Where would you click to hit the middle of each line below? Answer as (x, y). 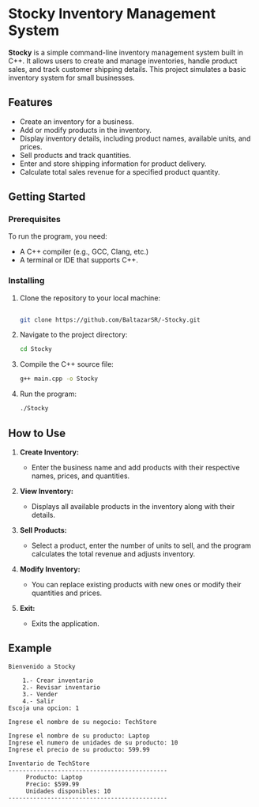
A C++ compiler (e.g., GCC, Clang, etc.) (84, 252)
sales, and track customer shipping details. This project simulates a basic (127, 69)
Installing (26, 281)
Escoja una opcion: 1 (44, 708)
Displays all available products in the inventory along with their (133, 506)
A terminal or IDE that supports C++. (79, 260)
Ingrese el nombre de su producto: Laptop (79, 736)
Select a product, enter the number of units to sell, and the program (141, 545)
